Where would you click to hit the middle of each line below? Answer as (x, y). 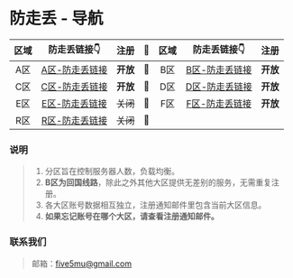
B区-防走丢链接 (219, 69)
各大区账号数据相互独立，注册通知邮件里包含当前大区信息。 (156, 205)
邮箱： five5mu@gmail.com (82, 264)
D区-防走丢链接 (219, 87)
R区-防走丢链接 (74, 120)
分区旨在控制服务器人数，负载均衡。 (112, 171)
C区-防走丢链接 (74, 87)
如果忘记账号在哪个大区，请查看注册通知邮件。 (132, 217)
